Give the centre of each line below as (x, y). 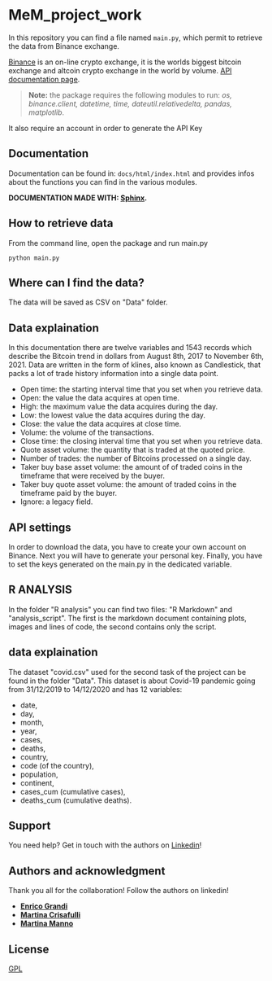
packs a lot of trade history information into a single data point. (114, 374)
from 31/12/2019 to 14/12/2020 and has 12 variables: (95, 689)
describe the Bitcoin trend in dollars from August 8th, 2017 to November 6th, (136, 357)
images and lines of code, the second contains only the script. (112, 626)
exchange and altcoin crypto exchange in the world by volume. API (120, 70)
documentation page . (44, 79)
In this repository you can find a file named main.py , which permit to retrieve (136, 37)
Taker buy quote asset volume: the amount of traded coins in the (128, 484)
